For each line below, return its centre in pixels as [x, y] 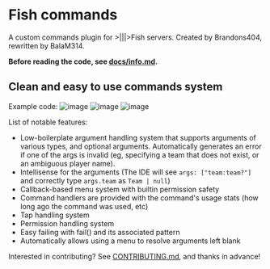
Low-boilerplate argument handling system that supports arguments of [138, 137]
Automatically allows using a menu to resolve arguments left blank [130, 241]
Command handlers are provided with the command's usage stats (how [139, 198]
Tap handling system [55, 215]
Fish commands [63, 15]
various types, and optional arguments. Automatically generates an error [141, 146]
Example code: [33, 106]
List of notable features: [48, 122]
